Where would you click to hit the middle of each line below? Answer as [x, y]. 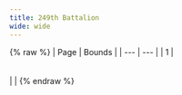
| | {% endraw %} [42, 81]
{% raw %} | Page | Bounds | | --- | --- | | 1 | [92, 52]
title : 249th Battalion [55, 18]
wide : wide [30, 26]
